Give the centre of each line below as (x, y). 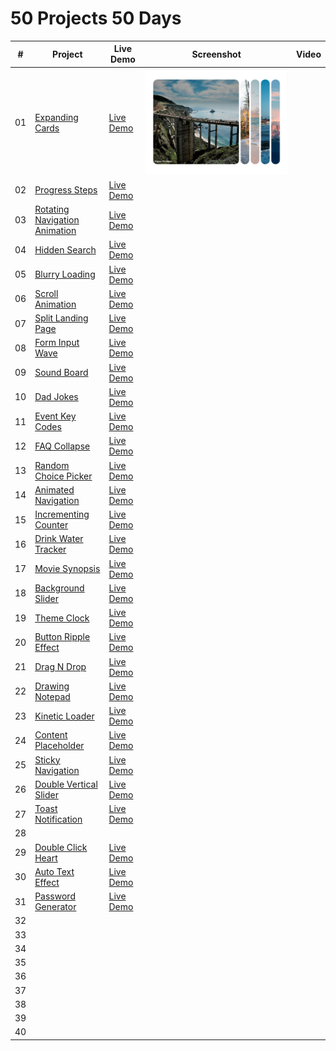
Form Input (57, 343)
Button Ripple (62, 637)
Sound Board (61, 373)
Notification (58, 819)
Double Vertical (66, 784)
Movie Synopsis (67, 569)
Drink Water (59, 539)
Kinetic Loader (64, 716)
